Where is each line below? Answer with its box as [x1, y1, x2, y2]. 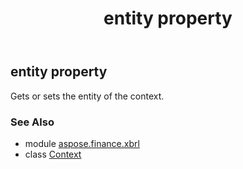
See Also [10, 115, 55, 129]
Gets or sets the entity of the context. [10, 90, 165, 102]
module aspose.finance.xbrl [24, 137, 140, 149]
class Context [24, 148, 82, 160]
